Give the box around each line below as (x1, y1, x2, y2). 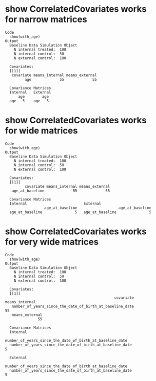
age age (18, 94, 49, 99)
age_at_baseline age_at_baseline (44, 205, 152, 210)
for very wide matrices (5, 236, 99, 247)
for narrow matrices (5, 14, 87, 25)
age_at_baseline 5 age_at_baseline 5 (9, 209, 152, 215)
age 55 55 (24, 77, 97, 82)
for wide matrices (5, 125, 78, 136)
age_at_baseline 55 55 (11, 188, 110, 193)
